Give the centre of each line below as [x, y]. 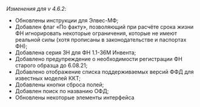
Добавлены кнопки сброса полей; [59, 85]
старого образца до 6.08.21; [51, 65]
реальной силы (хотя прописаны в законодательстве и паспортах [101, 40]
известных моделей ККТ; [48, 78]
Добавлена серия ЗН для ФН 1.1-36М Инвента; [75, 53]
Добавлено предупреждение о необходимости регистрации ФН [99, 59]
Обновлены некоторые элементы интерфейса [75, 97]
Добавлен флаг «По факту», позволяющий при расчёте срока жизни [104, 27]
